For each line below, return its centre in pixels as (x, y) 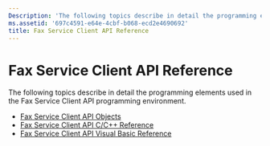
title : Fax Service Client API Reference (79, 30)
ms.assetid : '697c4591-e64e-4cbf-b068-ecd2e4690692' (98, 23)
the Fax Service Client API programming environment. (97, 101)
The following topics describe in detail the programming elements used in (130, 92)
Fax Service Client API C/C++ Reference (87, 125)
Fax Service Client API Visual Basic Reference (96, 134)
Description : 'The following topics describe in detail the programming (133, 16)
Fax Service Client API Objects (71, 116)
